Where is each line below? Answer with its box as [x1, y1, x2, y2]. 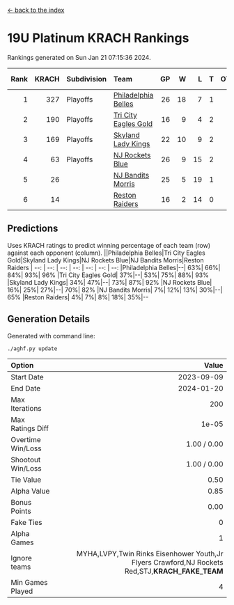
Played [10, 586, 33, 596]
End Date [10, 383, 41, 393]
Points [10, 506, 31, 516]
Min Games [10, 577, 48, 587]
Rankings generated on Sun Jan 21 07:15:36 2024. [7, 53, 151, 61]
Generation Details [7, 313, 91, 325]
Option [10, 360, 34, 370]
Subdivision [66, 74, 107, 84]
